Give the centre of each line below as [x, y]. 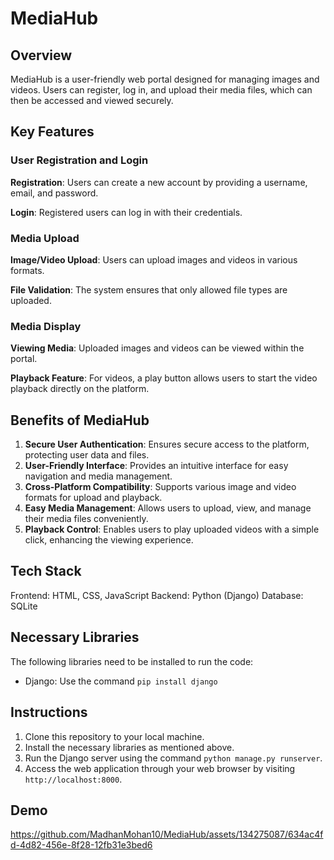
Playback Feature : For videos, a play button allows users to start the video [164, 378]
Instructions [49, 712]
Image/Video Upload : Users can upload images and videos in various [154, 259]
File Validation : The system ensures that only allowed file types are [149, 289]
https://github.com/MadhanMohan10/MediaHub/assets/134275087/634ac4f [167, 834]
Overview [41, 55]
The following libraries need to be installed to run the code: [132, 661]
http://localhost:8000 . [73, 779]
